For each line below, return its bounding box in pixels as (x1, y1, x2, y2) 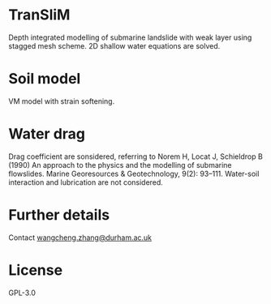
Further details (8, 206, 110, 224)
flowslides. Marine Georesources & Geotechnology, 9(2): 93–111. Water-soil (8, 169, 260, 178)
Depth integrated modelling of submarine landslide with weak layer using (8, 32, 252, 42)
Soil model (8, 70, 81, 88)
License (8, 261, 63, 279)
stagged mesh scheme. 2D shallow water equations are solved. (8, 41, 221, 50)
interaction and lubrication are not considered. (8, 177, 164, 187)
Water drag (8, 125, 86, 143)
